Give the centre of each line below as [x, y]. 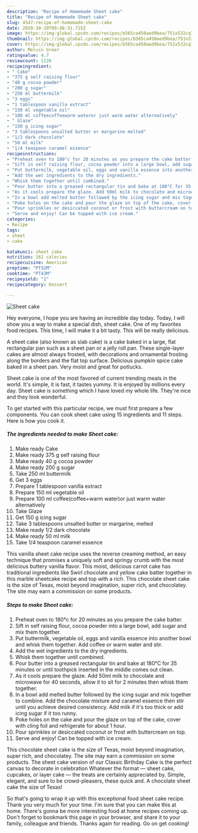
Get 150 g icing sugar [41, 517]
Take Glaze [29, 511]
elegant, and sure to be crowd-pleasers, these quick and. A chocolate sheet [98, 781]
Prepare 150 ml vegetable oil [50, 493]
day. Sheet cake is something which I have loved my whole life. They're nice [99, 390]
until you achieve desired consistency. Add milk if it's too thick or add [99, 707]
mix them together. [38, 632]
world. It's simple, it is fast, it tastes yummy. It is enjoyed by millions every [96, 384]
